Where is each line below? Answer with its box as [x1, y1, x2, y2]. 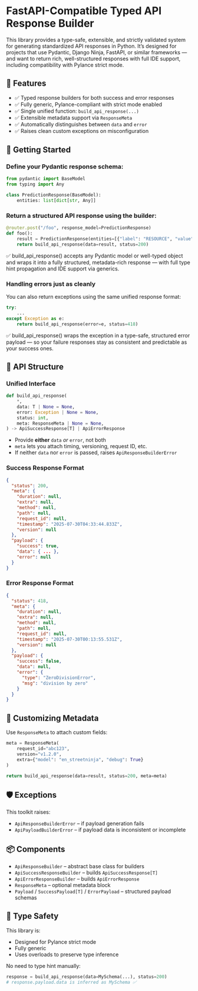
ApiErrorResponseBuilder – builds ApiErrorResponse [14, 875, 140, 882]
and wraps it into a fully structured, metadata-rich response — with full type [6, 259, 190, 266]
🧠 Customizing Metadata [6, 713, 99, 723]
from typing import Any [6, 181, 65, 187]
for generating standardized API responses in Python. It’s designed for [6, 43, 177, 50]
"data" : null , [16, 664, 51, 670]
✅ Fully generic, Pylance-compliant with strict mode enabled [14, 100, 163, 107]
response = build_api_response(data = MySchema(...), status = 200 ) [6, 973, 167, 980]
